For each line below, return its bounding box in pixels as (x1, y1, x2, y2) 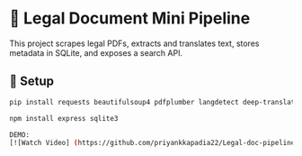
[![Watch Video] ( (9, 139, 78, 148)
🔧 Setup (9, 74, 55, 89)
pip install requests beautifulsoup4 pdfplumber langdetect (9, 97, 240, 106)
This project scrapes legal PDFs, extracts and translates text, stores (9, 38, 260, 49)
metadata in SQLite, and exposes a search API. (9, 47, 182, 58)
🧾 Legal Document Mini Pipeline (9, 8, 251, 29)
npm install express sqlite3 (9, 114, 119, 123)
